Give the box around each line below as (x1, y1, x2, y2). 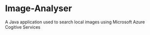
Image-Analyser (5, 3, 72, 14)
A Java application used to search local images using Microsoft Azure (5, 19, 145, 25)
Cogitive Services (5, 24, 40, 30)
